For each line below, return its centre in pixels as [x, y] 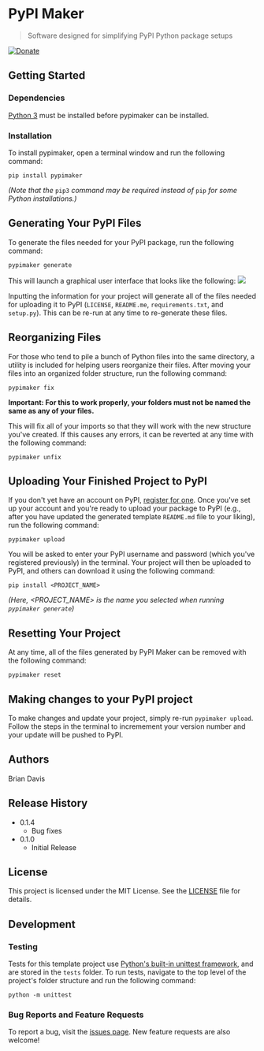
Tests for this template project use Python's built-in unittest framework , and [131, 964]
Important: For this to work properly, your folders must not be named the [129, 402]
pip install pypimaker [45, 175]
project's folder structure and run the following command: [102, 981]
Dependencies [37, 98]
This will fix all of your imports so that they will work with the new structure [130, 425]
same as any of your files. [51, 410]
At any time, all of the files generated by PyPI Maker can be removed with [127, 652]
